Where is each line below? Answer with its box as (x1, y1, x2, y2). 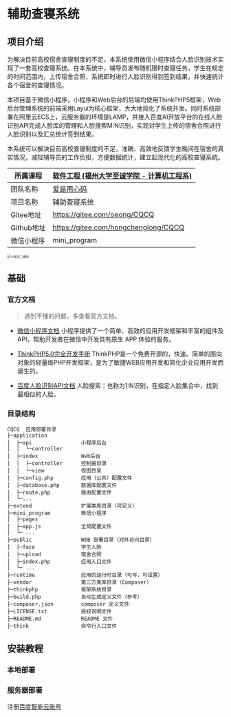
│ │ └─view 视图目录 (7, 467, 102, 474)
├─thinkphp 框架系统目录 (7, 586, 112, 593)
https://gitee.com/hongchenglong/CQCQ (52, 223, 184, 232)
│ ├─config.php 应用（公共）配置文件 (7, 475, 133, 481)
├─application (7, 432, 48, 439)
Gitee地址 (10, 210, 42, 220)
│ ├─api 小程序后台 (7, 439, 107, 446)
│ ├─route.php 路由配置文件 (7, 489, 112, 496)
